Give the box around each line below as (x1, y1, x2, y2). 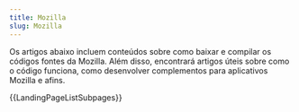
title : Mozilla (9, 13, 67, 22)
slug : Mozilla (9, 22, 63, 30)
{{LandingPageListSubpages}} (9, 91, 123, 103)
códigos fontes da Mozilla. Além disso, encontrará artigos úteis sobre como (9, 56, 290, 66)
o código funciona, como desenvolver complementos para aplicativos (9, 65, 268, 76)
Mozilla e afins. (9, 74, 66, 85)
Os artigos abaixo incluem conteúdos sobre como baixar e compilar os (9, 46, 272, 56)
